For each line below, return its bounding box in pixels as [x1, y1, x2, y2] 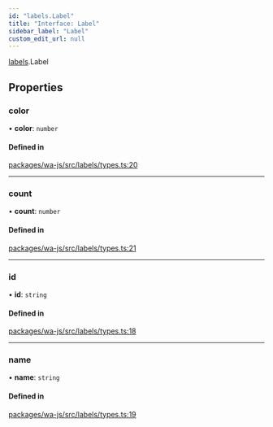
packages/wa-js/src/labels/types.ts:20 [8, 160, 138, 170]
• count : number [8, 207, 61, 216]
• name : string [8, 373, 60, 382]
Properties [8, 81, 63, 94]
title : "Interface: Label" [8, 20, 100, 28]
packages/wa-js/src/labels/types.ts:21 [8, 243, 136, 253]
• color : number [8, 123, 58, 133]
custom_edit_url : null [8, 34, 85, 43]
